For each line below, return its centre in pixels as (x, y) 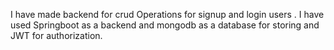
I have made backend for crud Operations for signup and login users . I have (167, 14)
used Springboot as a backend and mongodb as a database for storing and (165, 25)
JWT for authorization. (56, 35)
